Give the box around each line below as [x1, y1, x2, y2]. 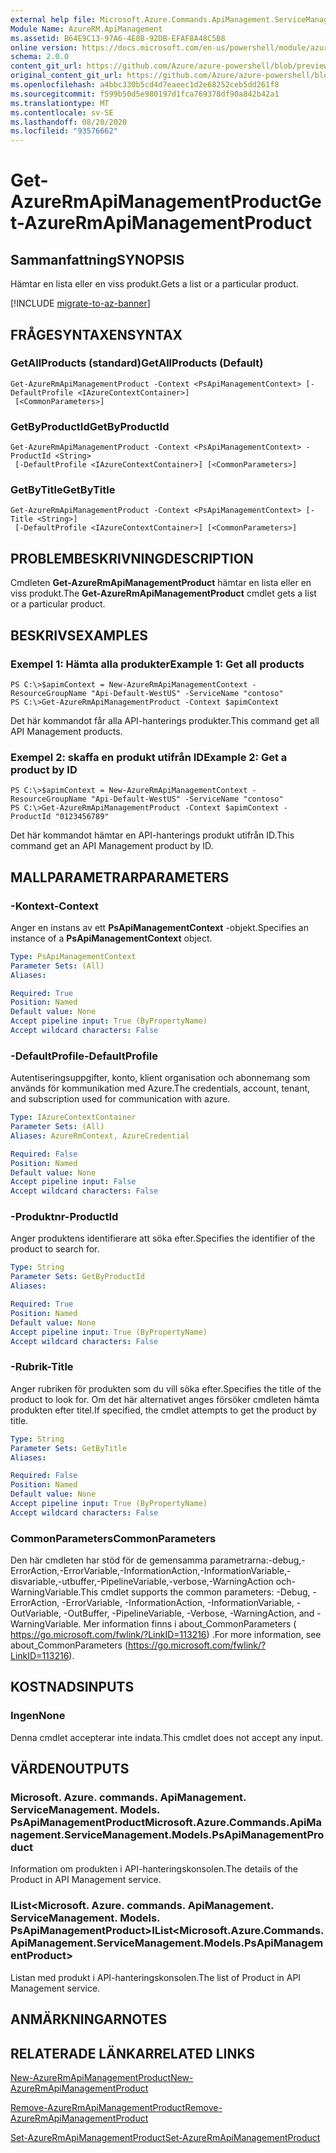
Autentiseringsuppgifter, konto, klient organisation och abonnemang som [10, 1072, 311, 1084]
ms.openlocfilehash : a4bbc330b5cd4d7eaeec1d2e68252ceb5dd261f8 [10, 80, 280, 90]
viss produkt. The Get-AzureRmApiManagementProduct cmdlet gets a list [10, 587, 317, 600]
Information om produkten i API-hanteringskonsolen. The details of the [10, 1863, 299, 1875]
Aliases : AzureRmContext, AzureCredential [10, 1131, 190, 1141]
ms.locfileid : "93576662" [10, 126, 118, 136]
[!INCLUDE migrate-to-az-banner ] [10, 297, 151, 310]
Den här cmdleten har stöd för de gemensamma [10, 1554, 208, 1566]
